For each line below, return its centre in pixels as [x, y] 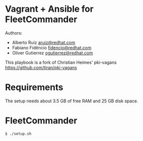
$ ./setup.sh [18, 134]
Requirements [34, 87]
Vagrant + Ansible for [49, 9]
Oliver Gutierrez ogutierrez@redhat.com [52, 53]
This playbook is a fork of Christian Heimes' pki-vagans [61, 62]
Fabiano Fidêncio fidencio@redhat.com [52, 47]
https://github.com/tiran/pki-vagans [41, 68]
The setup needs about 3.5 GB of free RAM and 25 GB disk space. [71, 101]
